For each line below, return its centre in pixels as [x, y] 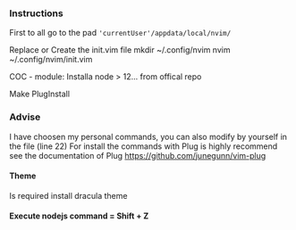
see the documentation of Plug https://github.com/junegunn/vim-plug [138, 155]
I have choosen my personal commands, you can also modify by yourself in [148, 136]
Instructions [37, 13]
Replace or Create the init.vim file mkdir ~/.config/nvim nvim [120, 50]
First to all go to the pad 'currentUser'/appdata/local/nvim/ [120, 33]
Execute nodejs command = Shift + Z [79, 216]
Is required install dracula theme [68, 195]
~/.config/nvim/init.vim [51, 60]
